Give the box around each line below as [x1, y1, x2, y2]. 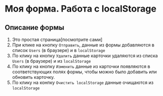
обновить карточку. [12, 74, 55, 80]
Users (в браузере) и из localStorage [12, 58, 91, 64]
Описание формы [5, 23, 64, 32]
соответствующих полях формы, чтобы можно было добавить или [12, 69, 157, 75]
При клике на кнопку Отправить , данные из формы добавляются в [12, 42, 155, 48]
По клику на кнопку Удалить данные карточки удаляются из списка [12, 53, 158, 59]
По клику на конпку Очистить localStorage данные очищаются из [12, 79, 154, 85]
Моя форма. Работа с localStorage [5, 3, 157, 15]
